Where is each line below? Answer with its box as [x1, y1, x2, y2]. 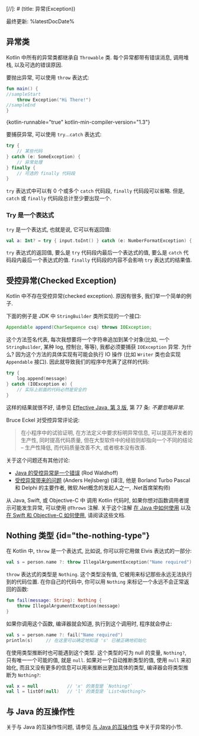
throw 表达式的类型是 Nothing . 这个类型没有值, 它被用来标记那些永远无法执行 [6, 571, 192, 578]
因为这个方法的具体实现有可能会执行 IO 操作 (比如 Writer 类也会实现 [15, 351, 181, 358]
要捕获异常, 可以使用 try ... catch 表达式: [6, 131, 102, 138]
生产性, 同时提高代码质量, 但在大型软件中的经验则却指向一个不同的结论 [20, 436, 193, 444]
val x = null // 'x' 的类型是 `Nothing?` [6, 683, 133, 689]
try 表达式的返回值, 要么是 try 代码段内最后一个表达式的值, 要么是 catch [6, 249, 182, 256]
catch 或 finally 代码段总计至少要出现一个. [6, 195, 111, 202]
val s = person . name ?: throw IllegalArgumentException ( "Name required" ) [6, 559, 192, 565]
